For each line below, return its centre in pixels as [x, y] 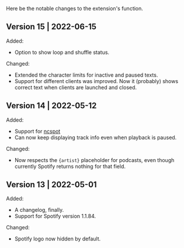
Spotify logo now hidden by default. [58, 239]
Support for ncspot [37, 131]
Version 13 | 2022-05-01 [52, 185]
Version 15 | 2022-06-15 [51, 27]
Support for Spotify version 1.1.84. [55, 216]
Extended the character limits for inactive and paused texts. [86, 75]
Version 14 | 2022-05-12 [51, 106]
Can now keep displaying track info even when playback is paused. [96, 137]
